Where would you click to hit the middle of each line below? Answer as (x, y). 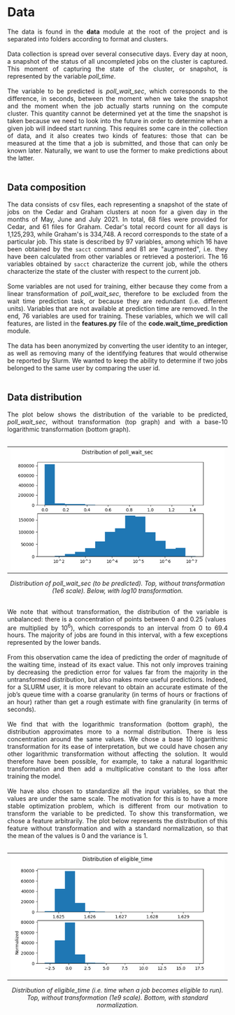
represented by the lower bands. (54, 643)
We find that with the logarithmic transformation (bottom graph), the (117, 724)
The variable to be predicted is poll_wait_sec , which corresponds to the (117, 91)
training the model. (34, 776)
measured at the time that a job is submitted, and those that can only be (117, 143)
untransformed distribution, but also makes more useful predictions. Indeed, (117, 680)
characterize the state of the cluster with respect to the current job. (104, 271)
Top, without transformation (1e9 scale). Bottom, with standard (117, 997)
